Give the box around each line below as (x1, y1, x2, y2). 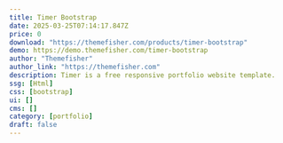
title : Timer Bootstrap (9, 12, 98, 22)
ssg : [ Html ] (9, 79, 53, 88)
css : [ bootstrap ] (9, 87, 74, 96)
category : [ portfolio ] (9, 112, 93, 121)
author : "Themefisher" (9, 54, 93, 63)
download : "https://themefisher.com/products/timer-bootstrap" (9, 37, 248, 47)
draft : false (9, 121, 58, 130)
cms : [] (9, 104, 38, 113)
